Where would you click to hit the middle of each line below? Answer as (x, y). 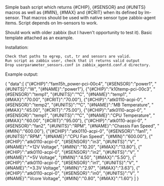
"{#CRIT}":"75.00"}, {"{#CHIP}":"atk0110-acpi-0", (92, 110)
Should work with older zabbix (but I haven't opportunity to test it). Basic (79, 32)
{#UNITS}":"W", (21, 89)
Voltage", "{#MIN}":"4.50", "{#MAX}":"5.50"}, (85, 157)
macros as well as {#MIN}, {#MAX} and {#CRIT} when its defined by (74, 12)
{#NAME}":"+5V (22, 157)
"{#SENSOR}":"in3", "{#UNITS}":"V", (99, 141)
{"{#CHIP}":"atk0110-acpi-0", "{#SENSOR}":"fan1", (97, 131)
